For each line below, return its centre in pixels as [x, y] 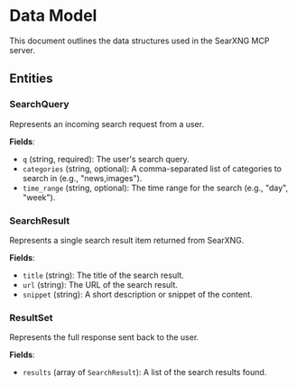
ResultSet [31, 317]
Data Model [53, 16]
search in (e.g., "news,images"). [82, 178]
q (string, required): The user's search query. [106, 159]
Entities [31, 79]
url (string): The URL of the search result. [100, 284]
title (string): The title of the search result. [103, 275]
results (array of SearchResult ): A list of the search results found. [144, 372]
